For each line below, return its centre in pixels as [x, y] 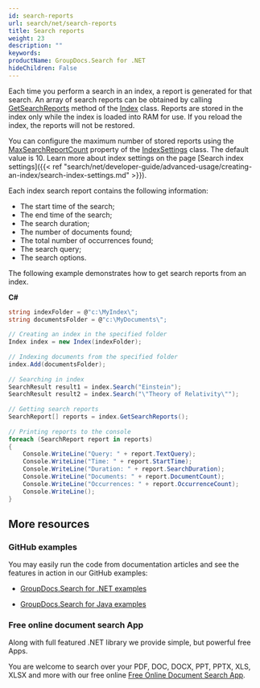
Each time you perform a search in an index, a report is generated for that [130, 91]
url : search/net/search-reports [62, 23]
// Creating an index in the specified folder [88, 335]
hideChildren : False [43, 68]
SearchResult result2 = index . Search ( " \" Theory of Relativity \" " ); [124, 394]
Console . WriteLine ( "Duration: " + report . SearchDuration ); [124, 469]
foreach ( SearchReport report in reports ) [80, 439]
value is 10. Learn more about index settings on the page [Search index [126, 158]
